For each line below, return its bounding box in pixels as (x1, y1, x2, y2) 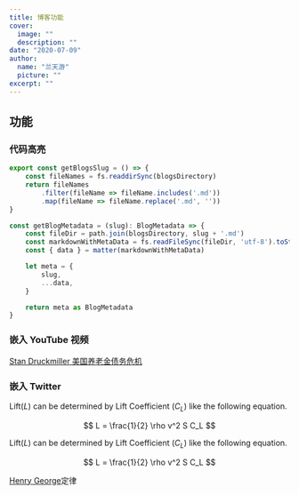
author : (9, 54, 38, 63)
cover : (9, 21, 34, 30)
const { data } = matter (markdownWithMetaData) (25, 246, 205, 255)
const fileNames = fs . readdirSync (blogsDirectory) (25, 172, 217, 181)
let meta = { (25, 262, 74, 271)
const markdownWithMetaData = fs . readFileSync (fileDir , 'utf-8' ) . (25, 237, 277, 247)
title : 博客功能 (9, 12, 64, 22)
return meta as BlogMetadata (25, 303, 133, 312)
